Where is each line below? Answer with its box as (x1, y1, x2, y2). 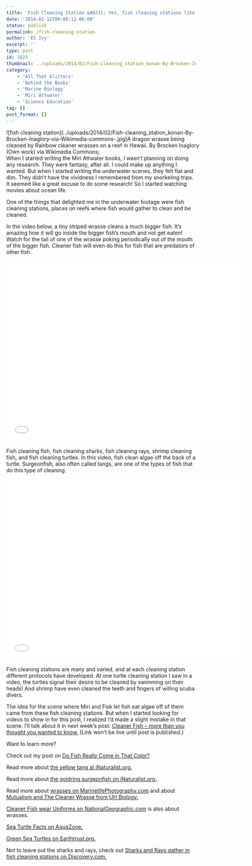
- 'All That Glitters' (17, 73, 74, 80)
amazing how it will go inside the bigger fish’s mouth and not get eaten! (6, 229, 183, 236)
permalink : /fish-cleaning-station (6, 29, 96, 35)
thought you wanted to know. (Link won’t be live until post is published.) (6, 729, 184, 736)
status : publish (6, 22, 47, 28)
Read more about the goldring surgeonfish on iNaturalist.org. (6, 775, 157, 782)
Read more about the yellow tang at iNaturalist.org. (6, 763, 132, 771)
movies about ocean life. (6, 186, 67, 194)
